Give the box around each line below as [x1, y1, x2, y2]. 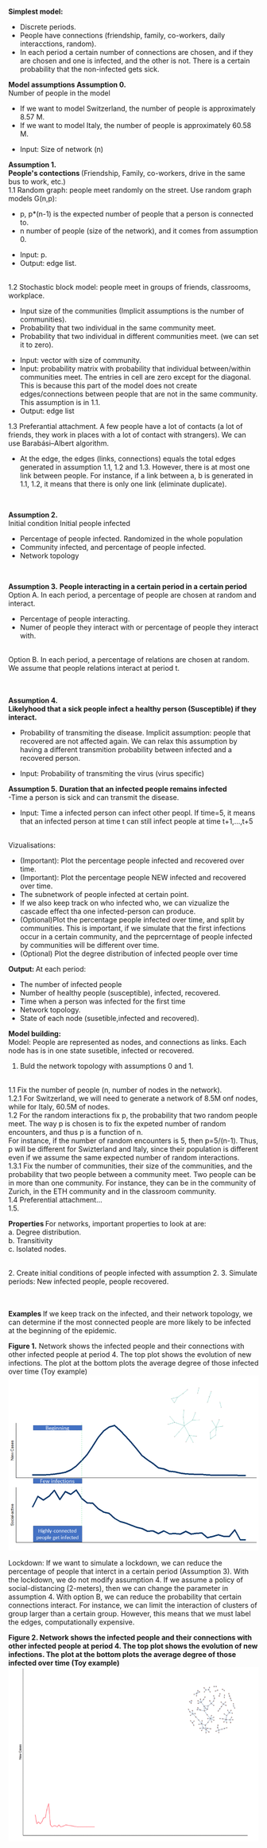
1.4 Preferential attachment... [8, 1195, 103, 1204]
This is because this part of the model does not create [19, 381, 197, 390]
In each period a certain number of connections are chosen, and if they [19, 48, 253, 57]
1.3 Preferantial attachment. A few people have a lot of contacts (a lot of [8, 422, 243, 431]
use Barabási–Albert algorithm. [8, 439, 110, 448]
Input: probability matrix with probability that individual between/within [19, 364, 251, 373]
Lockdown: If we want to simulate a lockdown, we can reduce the [8, 1558, 222, 1567]
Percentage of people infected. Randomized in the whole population [19, 534, 243, 544]
